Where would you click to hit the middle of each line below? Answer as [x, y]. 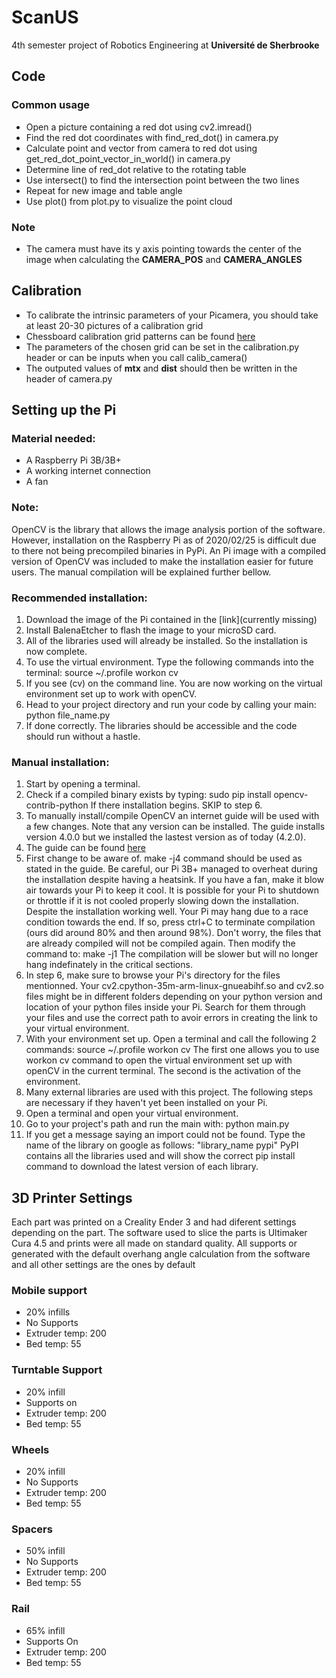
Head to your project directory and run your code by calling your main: [171, 705]
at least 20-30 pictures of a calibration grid [114, 325]
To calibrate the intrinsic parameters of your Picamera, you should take [172, 315]
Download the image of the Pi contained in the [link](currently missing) [171, 620]
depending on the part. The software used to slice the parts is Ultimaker [159, 1233]
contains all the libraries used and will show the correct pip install [160, 1156]
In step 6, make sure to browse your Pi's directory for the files [153, 975]
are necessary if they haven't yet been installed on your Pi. [146, 1103]
